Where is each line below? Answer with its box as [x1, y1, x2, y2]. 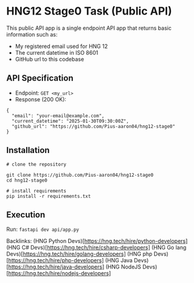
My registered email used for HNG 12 [15, 43, 108, 50]
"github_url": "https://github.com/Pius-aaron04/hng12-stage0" [12, 123, 175, 129]
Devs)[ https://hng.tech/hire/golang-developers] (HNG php [6, 250, 153, 257]
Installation [6, 145, 50, 155]
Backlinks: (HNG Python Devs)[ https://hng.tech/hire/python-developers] [6, 237, 188, 245]
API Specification [6, 73, 74, 83]
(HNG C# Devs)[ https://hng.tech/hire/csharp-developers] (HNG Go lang [6, 244, 187, 251]
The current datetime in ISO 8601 [15, 49, 99, 56]
